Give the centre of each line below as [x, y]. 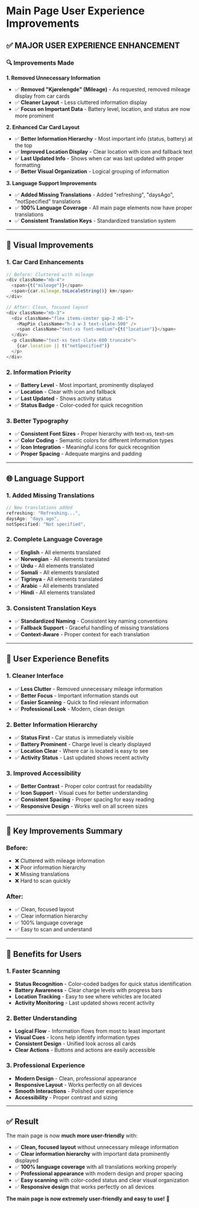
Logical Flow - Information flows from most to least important [90, 1031]
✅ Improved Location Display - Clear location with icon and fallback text [104, 151]
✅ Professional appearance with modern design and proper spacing [99, 1174]
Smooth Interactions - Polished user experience [74, 1091]
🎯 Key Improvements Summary [65, 831]
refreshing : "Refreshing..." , [44, 513]
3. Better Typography [37, 421]
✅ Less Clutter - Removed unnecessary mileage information [89, 689]
